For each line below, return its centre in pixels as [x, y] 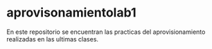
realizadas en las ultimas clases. [52, 39]
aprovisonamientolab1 [71, 13]
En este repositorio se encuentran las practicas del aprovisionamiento [106, 32]
